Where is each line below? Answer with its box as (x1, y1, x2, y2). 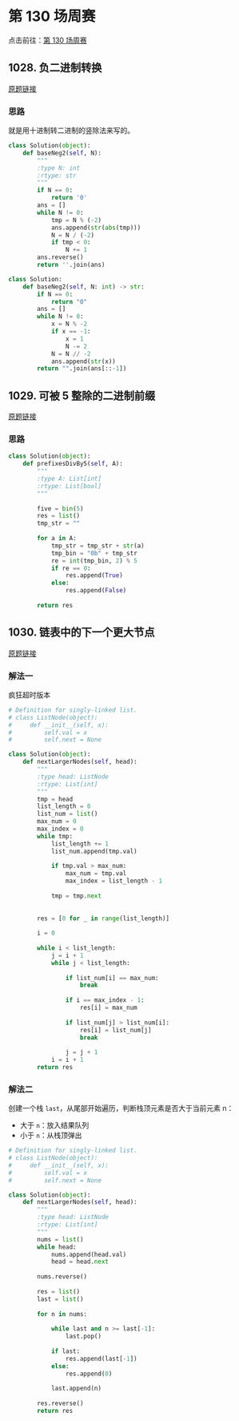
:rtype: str (37, 172, 78, 180)
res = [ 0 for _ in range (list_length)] (37, 914, 170, 922)
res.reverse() (37, 1399, 84, 1407)
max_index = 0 (37, 825, 84, 834)
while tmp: (37, 832, 74, 840)
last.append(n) (50, 1384, 102, 1393)
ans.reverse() (37, 253, 84, 261)
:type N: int (37, 163, 81, 172)
